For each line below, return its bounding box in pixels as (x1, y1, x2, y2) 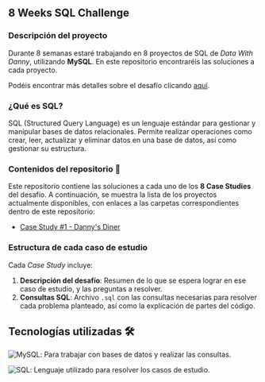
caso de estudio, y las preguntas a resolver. (19, 284, 163, 293)
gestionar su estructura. (8, 143, 87, 153)
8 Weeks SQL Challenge (8, 6, 129, 20)
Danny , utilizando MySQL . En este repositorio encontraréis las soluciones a (8, 56, 255, 66)
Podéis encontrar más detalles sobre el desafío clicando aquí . (8, 80, 210, 90)
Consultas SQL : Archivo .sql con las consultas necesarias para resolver (19, 292, 258, 302)
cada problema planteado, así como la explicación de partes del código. (19, 301, 255, 311)
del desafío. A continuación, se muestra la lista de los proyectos (8, 190, 217, 199)
